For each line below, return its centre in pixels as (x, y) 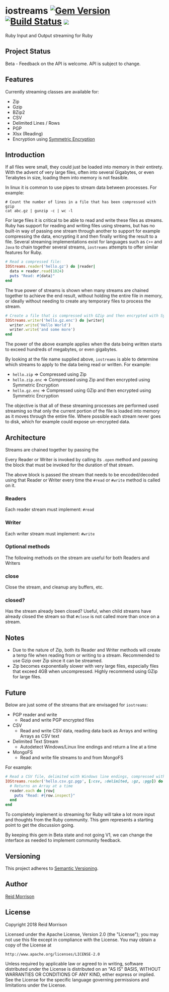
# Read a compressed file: (33, 262)
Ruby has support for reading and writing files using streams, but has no (80, 226)
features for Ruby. (24, 253)
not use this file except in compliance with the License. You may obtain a (80, 939)
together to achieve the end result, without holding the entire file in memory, (84, 295)
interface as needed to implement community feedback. (63, 840)
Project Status (28, 51)
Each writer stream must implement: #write (50, 533)
